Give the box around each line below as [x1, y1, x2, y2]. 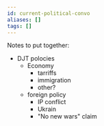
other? [37, 83, 56, 92]
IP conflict [37, 98, 66, 106]
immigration [37, 76, 72, 84]
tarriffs [37, 69, 57, 77]
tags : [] [7, 22, 32, 29]
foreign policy [27, 91, 66, 99]
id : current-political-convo [7, 10, 90, 17]
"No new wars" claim [37, 112, 97, 121]
